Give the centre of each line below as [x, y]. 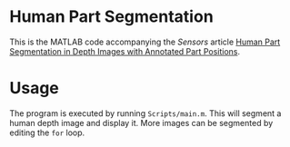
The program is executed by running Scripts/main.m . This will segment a [145, 113]
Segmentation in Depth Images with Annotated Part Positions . [125, 51]
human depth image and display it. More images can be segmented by [141, 122]
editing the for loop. [47, 132]
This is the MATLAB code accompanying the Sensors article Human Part [145, 42]
